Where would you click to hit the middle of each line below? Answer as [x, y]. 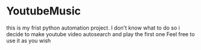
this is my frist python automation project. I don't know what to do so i [93, 28]
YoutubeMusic [44, 11]
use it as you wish [29, 40]
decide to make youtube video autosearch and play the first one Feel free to [101, 34]
